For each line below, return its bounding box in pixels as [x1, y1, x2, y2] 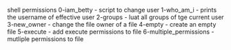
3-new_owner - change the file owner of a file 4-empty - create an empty [7, 21, 217, 28]
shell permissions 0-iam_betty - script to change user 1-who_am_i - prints [7, 6, 217, 14]
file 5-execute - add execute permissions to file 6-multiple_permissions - [7, 27, 215, 36]
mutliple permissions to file [7, 35, 84, 43]
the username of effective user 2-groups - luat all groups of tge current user [7, 13, 224, 21]
